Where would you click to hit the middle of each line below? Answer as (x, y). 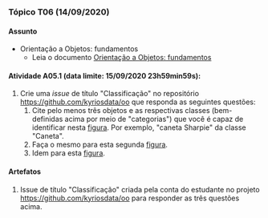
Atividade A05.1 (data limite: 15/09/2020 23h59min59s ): (105, 75)
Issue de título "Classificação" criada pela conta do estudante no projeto (140, 189)
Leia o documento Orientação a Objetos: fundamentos (122, 58)
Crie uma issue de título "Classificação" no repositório (109, 94)
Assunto (23, 31)
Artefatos (25, 172)
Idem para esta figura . (69, 153)
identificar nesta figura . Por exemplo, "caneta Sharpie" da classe (139, 127)
